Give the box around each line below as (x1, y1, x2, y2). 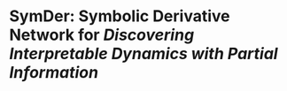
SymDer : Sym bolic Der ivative (9, 6, 230, 27)
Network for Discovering (9, 25, 195, 45)
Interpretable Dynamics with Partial (9, 44, 278, 64)
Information (9, 63, 99, 83)
